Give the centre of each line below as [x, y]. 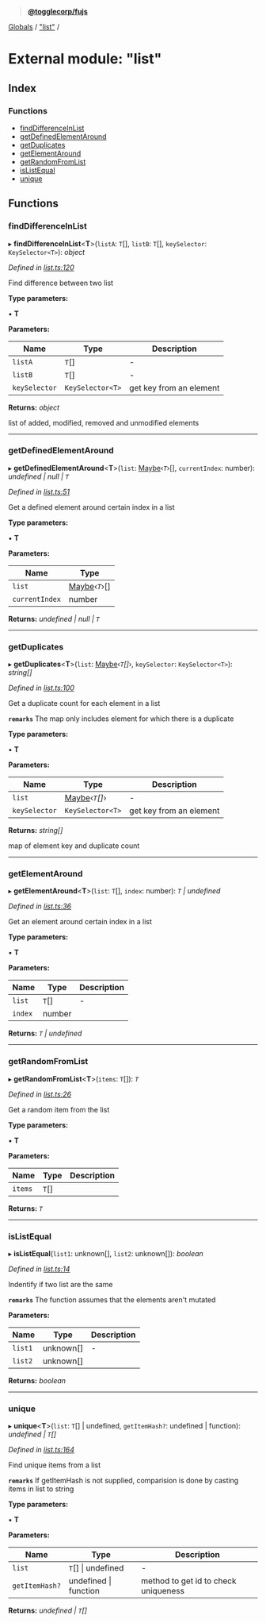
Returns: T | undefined [45, 1033]
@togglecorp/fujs [58, 12]
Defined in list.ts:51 [39, 492]
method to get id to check [189, 1581]
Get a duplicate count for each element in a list [84, 704]
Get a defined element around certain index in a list [92, 507]
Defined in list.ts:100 [42, 688]
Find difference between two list [61, 283]
